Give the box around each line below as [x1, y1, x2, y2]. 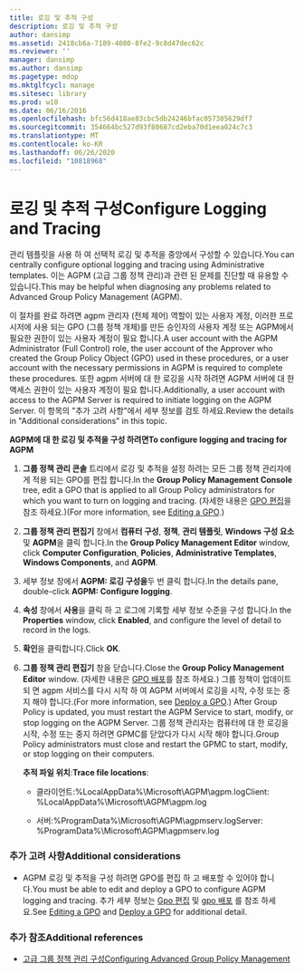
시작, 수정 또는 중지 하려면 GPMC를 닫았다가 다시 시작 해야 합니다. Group [22, 728, 280, 739]
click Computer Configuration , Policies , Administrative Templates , [22, 547, 278, 558]
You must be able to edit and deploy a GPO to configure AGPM [32, 883, 266, 894]
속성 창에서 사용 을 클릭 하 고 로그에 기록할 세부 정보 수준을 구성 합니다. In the [22, 604, 292, 616]
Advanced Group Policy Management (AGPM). [9, 292, 183, 303]
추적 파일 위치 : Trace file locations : [22, 767, 149, 778]
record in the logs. [22, 624, 91, 635]
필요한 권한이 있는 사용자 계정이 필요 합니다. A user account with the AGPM [9, 332, 279, 344]
